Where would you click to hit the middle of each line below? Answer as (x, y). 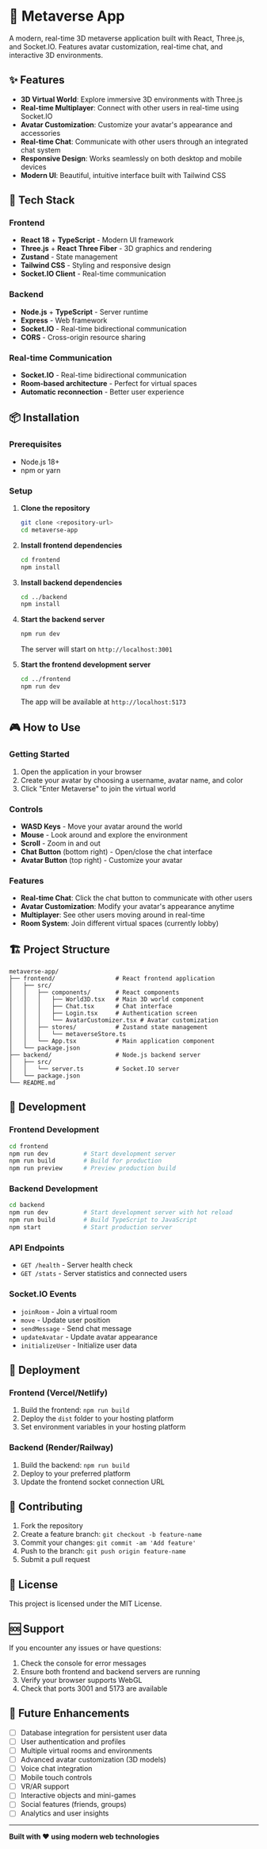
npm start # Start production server (91, 1228)
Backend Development (53, 1189)
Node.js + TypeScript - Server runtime (84, 311)
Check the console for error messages (83, 1663)
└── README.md (32, 1083)
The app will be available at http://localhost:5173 (103, 702)
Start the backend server (63, 620)
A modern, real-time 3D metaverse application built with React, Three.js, (127, 38)
